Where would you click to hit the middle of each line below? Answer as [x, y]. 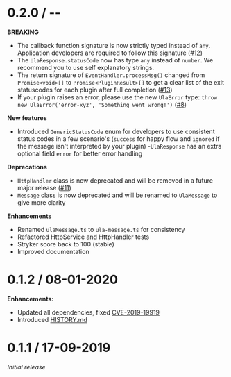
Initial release [26, 367]
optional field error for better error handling [80, 153]
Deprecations [27, 167]
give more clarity [41, 202]
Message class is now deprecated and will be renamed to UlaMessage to [117, 195]
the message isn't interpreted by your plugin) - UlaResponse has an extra [119, 146]
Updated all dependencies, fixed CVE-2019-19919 [88, 312]
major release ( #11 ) [44, 187]
